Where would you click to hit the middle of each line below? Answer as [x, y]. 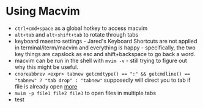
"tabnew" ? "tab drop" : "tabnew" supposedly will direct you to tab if [102, 80]
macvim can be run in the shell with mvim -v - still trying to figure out [101, 60]
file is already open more [46, 86]
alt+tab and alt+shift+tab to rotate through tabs [76, 34]
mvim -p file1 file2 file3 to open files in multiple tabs [85, 93]
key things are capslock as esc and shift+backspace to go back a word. [105, 54]
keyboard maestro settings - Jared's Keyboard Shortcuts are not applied [106, 41]
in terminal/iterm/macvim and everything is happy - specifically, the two [105, 48]
